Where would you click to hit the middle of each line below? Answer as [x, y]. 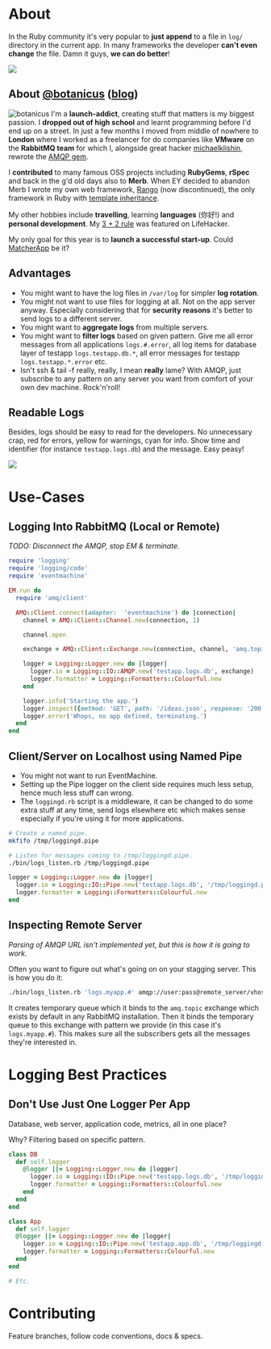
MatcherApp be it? [39, 248]
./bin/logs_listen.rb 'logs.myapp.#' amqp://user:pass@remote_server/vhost [138, 992]
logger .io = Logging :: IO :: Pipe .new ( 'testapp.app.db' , [115, 1244]
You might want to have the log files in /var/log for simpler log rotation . [140, 292]
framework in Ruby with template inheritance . [84, 198]
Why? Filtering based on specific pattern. [77, 1139]
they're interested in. [43, 1042]
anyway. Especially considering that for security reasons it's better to [136, 310]
